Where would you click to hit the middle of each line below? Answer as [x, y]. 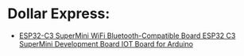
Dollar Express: [59, 14]
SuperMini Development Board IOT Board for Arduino [106, 43]
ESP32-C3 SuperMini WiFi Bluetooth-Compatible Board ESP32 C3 [127, 35]
